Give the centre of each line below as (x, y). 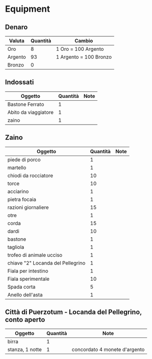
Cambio (84, 41)
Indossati (19, 82)
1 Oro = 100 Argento (80, 49)
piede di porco (24, 159)
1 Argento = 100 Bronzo (84, 57)
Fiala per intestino (28, 271)
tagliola (16, 247)
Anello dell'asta (25, 294)
